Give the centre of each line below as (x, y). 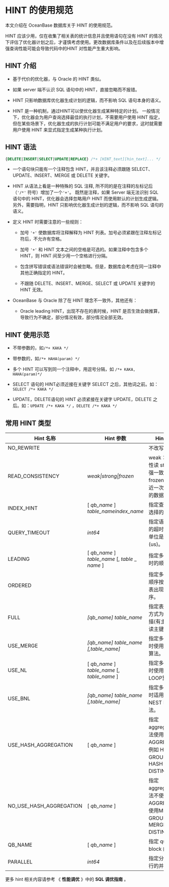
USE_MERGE (23, 646)
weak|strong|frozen (111, 476)
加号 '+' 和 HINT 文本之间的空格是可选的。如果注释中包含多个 (84, 250)
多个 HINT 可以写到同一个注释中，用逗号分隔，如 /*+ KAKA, (74, 369)
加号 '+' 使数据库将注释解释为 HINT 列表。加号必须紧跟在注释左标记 (91, 233)
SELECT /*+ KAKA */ (33, 389)
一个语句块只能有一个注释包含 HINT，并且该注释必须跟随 (71, 169)
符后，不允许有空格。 (42, 239)
